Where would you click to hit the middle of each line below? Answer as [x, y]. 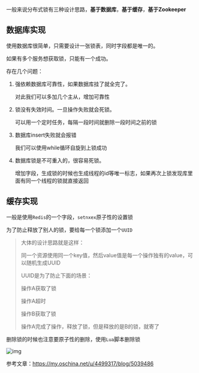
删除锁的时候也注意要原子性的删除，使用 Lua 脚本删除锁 [73, 339]
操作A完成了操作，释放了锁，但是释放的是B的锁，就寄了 [90, 326]
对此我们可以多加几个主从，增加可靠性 [62, 97]
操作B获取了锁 [38, 314]
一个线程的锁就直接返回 [60, 181]
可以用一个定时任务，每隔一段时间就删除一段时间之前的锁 [86, 122]
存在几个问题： [25, 71]
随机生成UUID [43, 263]
